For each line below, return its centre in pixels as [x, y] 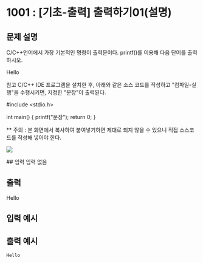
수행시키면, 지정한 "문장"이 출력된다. [63, 92]
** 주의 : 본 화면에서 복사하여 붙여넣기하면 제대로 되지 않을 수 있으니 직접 [92, 130]
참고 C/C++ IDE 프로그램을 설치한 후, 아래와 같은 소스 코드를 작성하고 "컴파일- [99, 85]
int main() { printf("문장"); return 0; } [51, 117]
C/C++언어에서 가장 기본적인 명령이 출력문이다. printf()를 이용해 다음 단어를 [96, 53]
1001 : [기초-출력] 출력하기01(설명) [89, 12]
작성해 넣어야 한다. [40, 138]
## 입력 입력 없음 [27, 162]
